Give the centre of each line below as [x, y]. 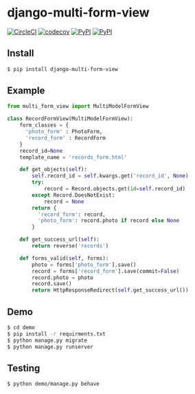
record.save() [52, 284]
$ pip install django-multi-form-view [62, 69]
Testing [24, 368]
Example [26, 91]
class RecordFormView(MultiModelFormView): [70, 119]
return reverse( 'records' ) [70, 246]
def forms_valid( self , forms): [64, 258]
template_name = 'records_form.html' [73, 157]
